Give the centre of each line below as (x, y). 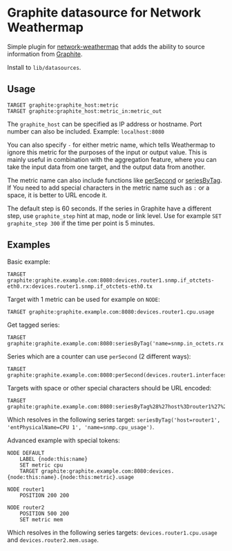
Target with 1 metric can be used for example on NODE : (84, 299)
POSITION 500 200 (45, 514)
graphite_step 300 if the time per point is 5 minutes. (81, 223)
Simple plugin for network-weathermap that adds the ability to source (106, 46)
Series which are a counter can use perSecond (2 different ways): (99, 356)
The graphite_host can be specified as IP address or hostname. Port (105, 124)
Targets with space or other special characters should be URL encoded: (109, 388)
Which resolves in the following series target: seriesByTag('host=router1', (114, 419)
